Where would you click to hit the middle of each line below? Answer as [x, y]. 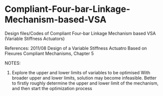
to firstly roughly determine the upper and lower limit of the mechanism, [85, 83]
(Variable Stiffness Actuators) [35, 39]
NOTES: [13, 63]
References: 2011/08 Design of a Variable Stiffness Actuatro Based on [76, 48]
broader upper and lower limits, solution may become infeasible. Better [84, 78]
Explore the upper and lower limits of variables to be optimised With [81, 72]
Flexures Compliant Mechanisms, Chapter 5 [49, 53]
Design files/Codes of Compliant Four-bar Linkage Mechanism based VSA [80, 33]
